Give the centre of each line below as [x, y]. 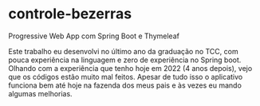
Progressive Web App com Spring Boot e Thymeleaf [94, 36]
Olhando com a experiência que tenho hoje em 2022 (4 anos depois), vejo [130, 68]
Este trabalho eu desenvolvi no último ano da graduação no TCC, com [123, 51]
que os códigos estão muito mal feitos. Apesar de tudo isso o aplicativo [126, 77]
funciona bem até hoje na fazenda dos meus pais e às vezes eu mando [125, 85]
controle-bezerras [70, 14]
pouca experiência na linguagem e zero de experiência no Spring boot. [125, 60]
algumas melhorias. [41, 93]
